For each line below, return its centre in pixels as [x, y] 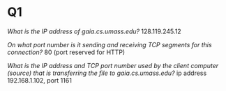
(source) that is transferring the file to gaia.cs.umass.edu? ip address [107, 73]
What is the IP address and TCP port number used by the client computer [113, 65]
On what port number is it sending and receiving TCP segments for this [110, 44]
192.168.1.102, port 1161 [39, 80]
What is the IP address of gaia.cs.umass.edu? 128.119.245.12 [94, 31]
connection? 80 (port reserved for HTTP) [66, 52]
